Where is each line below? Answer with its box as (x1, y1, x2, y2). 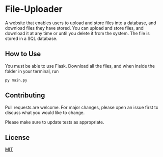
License (5, 133, 30, 142)
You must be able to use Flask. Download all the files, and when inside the (5, 63, 155, 69)
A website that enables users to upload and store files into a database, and (5, 20, 156, 26)
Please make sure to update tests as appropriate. (5, 119, 105, 125)
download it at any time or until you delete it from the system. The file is (5, 30, 150, 36)
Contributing (5, 91, 45, 100)
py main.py (5, 78, 27, 82)
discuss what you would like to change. (5, 110, 85, 116)
